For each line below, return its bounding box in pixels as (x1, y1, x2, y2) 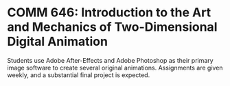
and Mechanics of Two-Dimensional (7, 19, 218, 35)
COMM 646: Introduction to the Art (7, 5, 211, 20)
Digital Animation (7, 34, 108, 49)
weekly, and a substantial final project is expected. (7, 70, 150, 79)
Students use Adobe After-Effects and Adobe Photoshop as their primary (7, 56, 214, 64)
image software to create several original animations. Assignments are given (7, 63, 223, 72)
